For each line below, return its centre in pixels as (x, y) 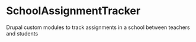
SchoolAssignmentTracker (73, 11)
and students (22, 33)
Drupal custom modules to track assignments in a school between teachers (98, 27)
